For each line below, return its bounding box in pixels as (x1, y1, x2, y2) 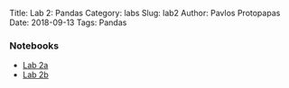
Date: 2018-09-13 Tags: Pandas (9, 17, 127, 28)
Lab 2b (22, 69, 50, 80)
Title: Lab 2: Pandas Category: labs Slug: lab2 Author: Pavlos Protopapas (9, 8, 281, 18)
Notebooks (9, 40, 60, 52)
